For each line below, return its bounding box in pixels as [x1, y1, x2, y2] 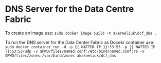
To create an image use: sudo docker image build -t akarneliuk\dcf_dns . [5, 30, 157, 36]
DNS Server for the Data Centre [5, 3, 134, 15]
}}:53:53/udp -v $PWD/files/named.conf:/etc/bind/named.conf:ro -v [5, 49, 145, 54]
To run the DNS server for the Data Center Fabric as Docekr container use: [5, 39, 155, 45]
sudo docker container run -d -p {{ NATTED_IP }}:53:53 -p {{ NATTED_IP [5, 44, 156, 49]
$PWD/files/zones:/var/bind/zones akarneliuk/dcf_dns [5, 53, 117, 58]
